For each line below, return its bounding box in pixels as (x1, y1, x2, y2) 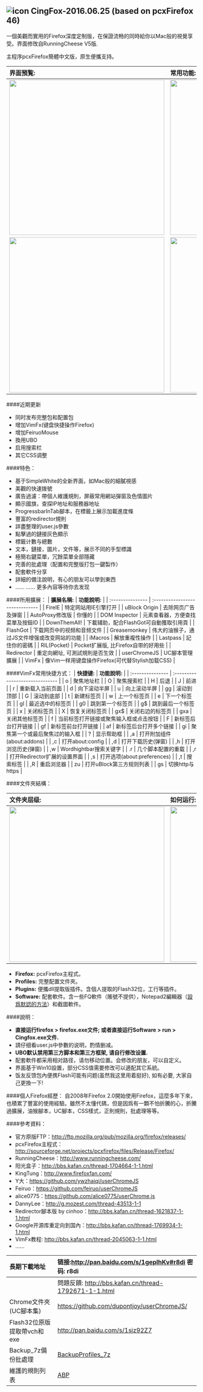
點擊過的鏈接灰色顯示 (14, 530, 68, 537)
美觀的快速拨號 (14, 485, 53, 492)
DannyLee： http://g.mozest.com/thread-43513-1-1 (14, 1200, 141, 1207)
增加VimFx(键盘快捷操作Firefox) (14, 421, 95, 428)
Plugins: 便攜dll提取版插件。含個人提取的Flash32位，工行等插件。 (14, 985, 180, 992)
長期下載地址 (9, 1262, 47, 1271)
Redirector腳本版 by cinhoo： (14, 1207, 89, 1215)
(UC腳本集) (9, 1307, 42, 1315)
